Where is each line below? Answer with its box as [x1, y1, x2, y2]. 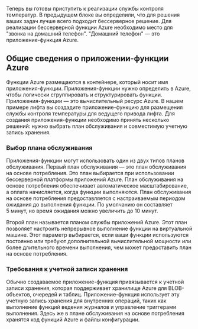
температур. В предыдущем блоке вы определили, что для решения [6, 11, 180, 18]
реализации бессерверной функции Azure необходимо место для [6, 24, 173, 31]
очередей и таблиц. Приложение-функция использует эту [33, 291, 180, 298]
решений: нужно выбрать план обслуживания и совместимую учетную [6, 122, 188, 130]
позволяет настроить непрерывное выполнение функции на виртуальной [6, 225, 193, 233]
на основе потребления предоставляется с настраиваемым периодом [6, 195, 186, 202]
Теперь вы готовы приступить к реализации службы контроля [6, 5, 164, 12]
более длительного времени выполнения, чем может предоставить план [6, 244, 192, 251]
